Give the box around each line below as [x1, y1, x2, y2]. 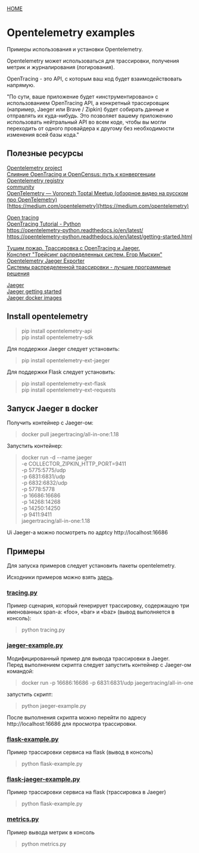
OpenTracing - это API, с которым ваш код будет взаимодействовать [7, 75, 182, 82]
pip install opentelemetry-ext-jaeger [21, 356, 110, 364]
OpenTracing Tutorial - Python [7, 220, 81, 227]
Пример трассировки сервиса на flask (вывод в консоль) [7, 749, 154, 756]
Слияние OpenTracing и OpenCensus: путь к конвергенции [7, 170, 156, 178]
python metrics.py [21, 840, 67, 847]
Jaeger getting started [7, 288, 62, 295]
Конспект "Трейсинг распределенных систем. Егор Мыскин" [7, 251, 163, 258]
